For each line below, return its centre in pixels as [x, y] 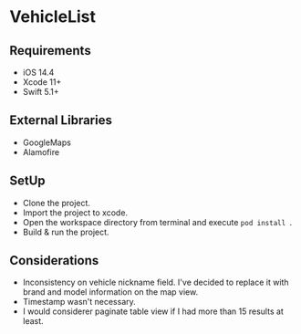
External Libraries [61, 120]
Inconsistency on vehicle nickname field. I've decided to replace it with [156, 282]
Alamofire [41, 151]
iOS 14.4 [38, 72]
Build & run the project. [66, 232]
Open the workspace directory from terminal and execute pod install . [157, 222]
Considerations [54, 261]
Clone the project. [57, 203]
